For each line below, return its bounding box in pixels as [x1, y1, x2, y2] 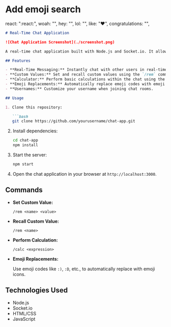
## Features [5, 58, 31, 63]
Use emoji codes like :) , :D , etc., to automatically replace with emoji [12, 266, 155, 272]
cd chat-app [12, 138, 38, 143]
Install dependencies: [12, 128, 58, 134]
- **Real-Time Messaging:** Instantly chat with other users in [5, 67, 145, 73]
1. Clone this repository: [5, 105, 63, 110]
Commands [5, 185, 43, 195]
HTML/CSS [12, 310, 37, 316]
